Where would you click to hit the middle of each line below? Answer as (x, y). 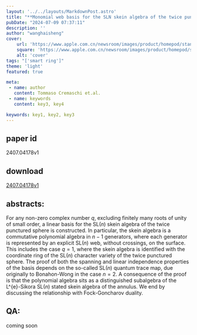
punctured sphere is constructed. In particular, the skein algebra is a (89, 230)
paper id (21, 138)
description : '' (26, 28)
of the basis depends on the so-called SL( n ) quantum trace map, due (89, 267)
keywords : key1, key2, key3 (40, 115)
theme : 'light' (25, 66)
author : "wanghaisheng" (35, 33)
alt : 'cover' (33, 55)
